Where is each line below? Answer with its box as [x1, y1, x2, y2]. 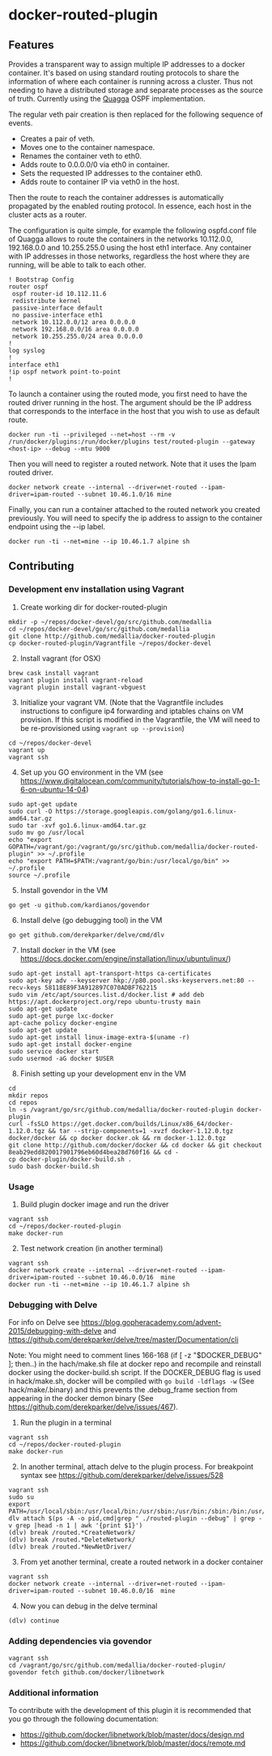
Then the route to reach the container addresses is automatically [8, 193, 224, 202]
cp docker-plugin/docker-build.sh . [8, 1155, 132, 1164]
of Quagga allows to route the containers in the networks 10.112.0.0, [8, 234, 233, 244]
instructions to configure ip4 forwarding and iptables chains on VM [19, 706, 244, 716]
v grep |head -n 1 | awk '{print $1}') [8, 1522, 143, 1530]
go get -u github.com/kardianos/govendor [8, 901, 151, 909]
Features [8, 38, 54, 52]
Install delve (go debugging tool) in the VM [19, 915, 163, 925]
